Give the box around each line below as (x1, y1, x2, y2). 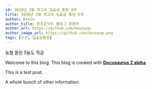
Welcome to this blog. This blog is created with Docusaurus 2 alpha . (5, 59, 147, 65)
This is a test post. (5, 69, 44, 75)
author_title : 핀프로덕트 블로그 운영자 (5, 21, 79, 26)
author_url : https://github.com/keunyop (5, 26, 91, 31)
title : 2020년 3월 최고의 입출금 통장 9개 (5, 12, 84, 17)
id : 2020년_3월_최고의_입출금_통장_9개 (5, 7, 77, 12)
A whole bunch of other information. (5, 78, 80, 85)
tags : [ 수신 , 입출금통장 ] (5, 35, 52, 40)
